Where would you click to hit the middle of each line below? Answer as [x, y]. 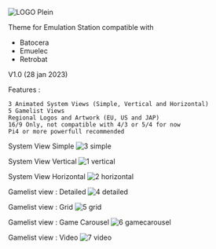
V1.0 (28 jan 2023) [38, 74]
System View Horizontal [47, 176]
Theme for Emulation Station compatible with [81, 27]
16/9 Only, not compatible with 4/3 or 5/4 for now [94, 125]
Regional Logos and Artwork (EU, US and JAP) [84, 118]
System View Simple [41, 146]
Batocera [34, 42]
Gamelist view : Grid [40, 207]
